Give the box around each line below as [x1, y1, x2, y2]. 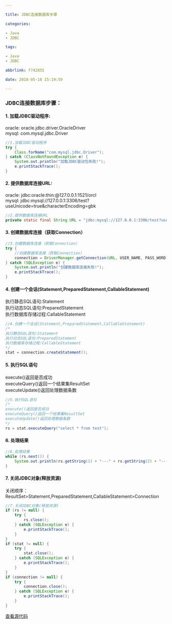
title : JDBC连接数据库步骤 [5, 12, 57, 17]
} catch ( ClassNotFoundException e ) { [5, 154, 88, 159]
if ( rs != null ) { [5, 508, 45, 513]
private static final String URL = [5, 217, 81, 223]
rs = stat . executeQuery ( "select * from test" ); [5, 426, 109, 431]
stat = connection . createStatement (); [5, 350, 88, 355]
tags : [5, 45, 17, 50]
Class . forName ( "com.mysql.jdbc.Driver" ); [14, 150, 104, 155]
